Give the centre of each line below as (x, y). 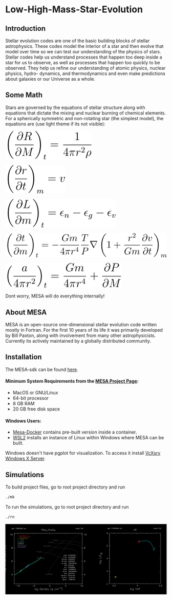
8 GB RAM (24, 404)
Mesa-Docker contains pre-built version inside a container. (75, 432)
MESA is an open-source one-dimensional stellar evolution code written (81, 324)
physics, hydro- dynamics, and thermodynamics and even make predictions (85, 73)
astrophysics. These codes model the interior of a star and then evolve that (84, 46)
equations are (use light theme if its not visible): (56, 124)
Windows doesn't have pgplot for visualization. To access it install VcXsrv (83, 453)
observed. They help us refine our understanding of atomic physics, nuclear (85, 68)
